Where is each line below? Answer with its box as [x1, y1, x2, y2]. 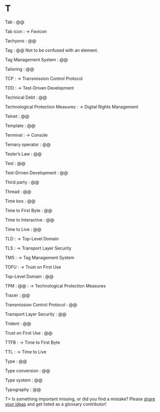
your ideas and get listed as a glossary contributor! [5, 401, 107, 407]
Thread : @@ [5, 188, 32, 195]
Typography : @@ [5, 386, 41, 392]
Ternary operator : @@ [5, 142, 51, 147]
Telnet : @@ [5, 113, 30, 119]
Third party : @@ [5, 179, 39, 185]
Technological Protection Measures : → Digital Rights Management [5, 104, 138, 109]
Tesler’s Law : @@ [5, 151, 42, 157]
